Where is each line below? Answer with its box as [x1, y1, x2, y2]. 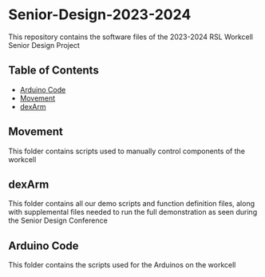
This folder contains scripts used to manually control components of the [8, 146, 246, 156]
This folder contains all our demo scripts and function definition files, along [8, 199, 255, 208]
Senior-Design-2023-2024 [8, 6, 192, 24]
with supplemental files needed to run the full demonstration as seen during [8, 208, 258, 217]
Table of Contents [8, 64, 100, 77]
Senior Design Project [8, 40, 80, 49]
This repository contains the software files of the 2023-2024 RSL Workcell [8, 32, 254, 42]
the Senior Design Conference [8, 216, 108, 225]
